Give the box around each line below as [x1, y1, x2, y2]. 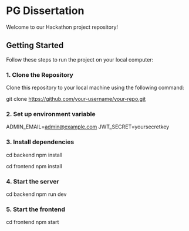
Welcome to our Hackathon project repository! [6, 23, 119, 30]
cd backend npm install [6, 151, 63, 158]
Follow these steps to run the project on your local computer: [6, 56, 154, 63]
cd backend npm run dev [6, 191, 67, 198]
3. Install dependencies [6, 138, 75, 146]
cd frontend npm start [6, 219, 59, 226]
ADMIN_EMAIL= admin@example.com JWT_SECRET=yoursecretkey [6, 123, 170, 130]
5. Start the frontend [6, 205, 66, 213]
